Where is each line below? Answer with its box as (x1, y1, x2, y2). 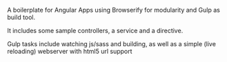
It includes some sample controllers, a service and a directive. (7, 27, 184, 34)
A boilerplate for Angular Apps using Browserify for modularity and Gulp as (7, 6, 221, 14)
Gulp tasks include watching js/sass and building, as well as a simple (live (7, 40, 216, 48)
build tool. (7, 13, 36, 21)
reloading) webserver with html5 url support (7, 48, 132, 55)
